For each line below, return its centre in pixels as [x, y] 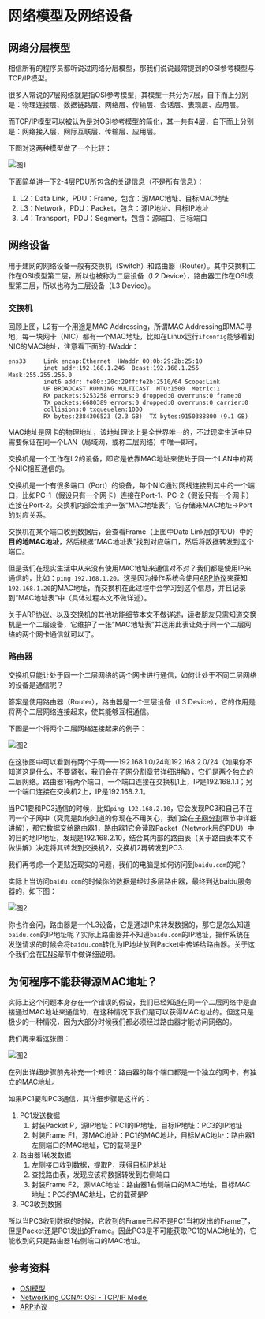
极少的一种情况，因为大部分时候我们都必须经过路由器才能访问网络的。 [122, 1022]
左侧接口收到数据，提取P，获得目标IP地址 [99, 1165]
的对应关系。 [29, 515]
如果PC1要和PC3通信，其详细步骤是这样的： [80, 1099]
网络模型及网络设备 [71, 16]
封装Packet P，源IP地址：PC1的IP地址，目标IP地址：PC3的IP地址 [137, 1126]
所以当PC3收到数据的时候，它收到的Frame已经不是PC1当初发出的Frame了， [131, 1221]
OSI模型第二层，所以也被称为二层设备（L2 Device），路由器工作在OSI [134, 275]
